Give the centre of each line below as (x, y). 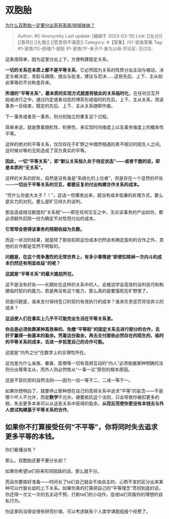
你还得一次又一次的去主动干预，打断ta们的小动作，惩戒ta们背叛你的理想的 (82, 494)
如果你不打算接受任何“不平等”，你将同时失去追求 (81, 427)
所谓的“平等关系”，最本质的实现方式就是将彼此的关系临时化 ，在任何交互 (80, 93)
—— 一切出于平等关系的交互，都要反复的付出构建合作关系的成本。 (73, 184)
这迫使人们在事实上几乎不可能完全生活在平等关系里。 (60, 318)
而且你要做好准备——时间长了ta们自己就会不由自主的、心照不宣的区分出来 (82, 482)
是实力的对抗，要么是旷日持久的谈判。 (45, 201)
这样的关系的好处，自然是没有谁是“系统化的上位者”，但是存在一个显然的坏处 (84, 178)
